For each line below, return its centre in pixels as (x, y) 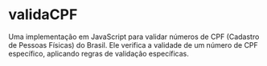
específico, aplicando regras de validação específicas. (99, 53)
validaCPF (43, 15)
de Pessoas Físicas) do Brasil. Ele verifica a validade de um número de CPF (133, 45)
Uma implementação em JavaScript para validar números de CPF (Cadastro (134, 37)
